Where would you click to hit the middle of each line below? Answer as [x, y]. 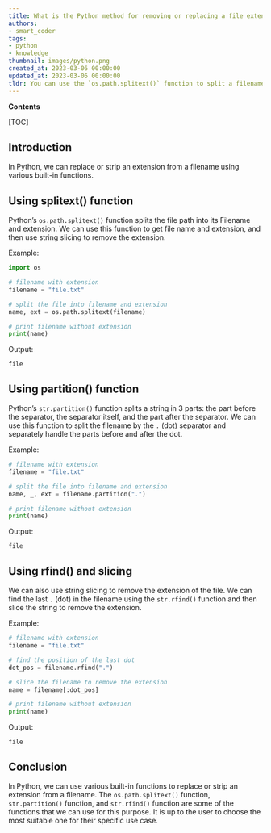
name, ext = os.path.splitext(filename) [77, 312]
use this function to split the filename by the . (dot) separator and [117, 425]
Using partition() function [74, 389]
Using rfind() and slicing [71, 571]
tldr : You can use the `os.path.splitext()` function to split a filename [137, 83]
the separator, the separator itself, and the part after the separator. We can [132, 417]
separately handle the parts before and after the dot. [96, 434]
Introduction [40, 147]
